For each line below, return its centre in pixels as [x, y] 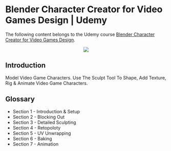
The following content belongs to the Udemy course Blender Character [80, 34]
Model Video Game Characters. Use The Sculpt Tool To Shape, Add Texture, [86, 78]
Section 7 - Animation [36, 144]
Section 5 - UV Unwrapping [42, 133]
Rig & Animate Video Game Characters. [47, 83]
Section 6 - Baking [32, 138]
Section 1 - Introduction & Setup [46, 111]
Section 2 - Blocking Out [39, 117]
